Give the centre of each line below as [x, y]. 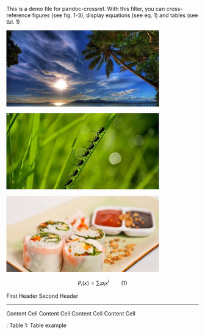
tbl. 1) [13, 22]
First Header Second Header [42, 296]
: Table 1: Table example [37, 325]
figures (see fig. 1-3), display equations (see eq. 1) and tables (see [115, 15]
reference [19, 15]
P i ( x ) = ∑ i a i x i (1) [103, 283]
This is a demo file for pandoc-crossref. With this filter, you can [86, 9]
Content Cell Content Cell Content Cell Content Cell [71, 314]
